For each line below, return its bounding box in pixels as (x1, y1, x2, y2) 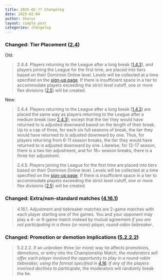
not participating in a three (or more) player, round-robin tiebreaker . (17, 222, 153, 227)
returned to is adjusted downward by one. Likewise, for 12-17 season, (17, 142, 156, 148)
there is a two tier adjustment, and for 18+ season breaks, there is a (17, 148, 152, 154)
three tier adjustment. (17, 153, 60, 158)
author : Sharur (5, 16, 36, 21)
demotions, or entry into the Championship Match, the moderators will (17, 250, 158, 256)
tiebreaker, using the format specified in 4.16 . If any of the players (17, 261, 149, 266)
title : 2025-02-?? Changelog (5, 7, 64, 12)
